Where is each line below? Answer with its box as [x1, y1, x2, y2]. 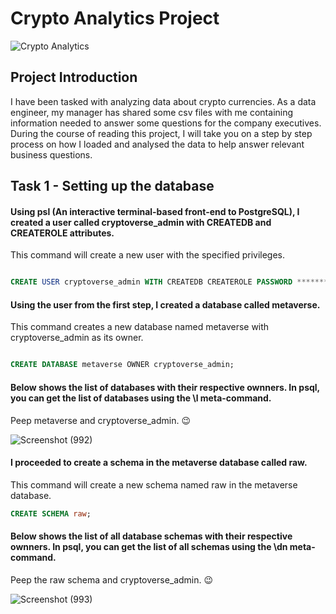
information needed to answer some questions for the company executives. [10, 117, 322, 129]
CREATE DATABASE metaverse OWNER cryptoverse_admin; [10, 360, 235, 370]
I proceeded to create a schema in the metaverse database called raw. [10, 457, 308, 469]
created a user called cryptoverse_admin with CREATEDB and [10, 216, 272, 228]
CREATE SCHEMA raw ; [10, 508, 92, 519]
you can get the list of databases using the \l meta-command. [10, 392, 272, 404]
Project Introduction [10, 69, 138, 86]
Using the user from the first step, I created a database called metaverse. [10, 298, 321, 311]
